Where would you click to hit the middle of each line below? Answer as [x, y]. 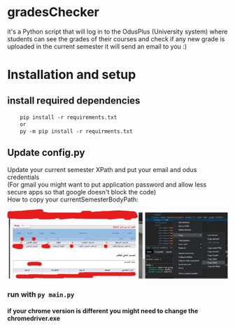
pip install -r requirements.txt [69, 117]
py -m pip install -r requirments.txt [76, 131]
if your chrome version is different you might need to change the [103, 311]
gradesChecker [53, 12]
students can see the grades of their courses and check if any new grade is [116, 38]
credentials [23, 177]
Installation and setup [72, 75]
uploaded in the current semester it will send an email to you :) [97, 46]
